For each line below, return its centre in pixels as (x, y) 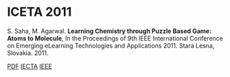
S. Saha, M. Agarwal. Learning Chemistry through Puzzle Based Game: (109, 31)
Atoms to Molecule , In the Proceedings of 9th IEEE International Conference (115, 38)
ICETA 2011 (39, 12)
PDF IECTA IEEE (30, 66)
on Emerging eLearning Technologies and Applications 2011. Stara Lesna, (111, 45)
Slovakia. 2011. (28, 53)
